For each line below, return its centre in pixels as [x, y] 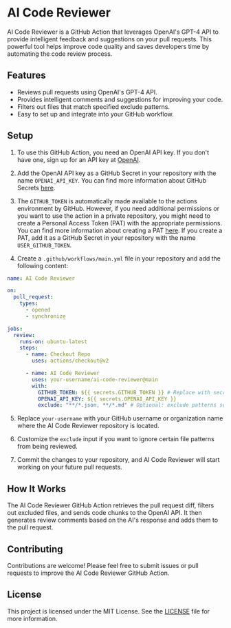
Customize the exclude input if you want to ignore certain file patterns [115, 439]
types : [29, 304]
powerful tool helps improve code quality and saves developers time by [108, 46]
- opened [38, 310]
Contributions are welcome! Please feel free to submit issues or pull [103, 565]
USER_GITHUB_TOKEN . [44, 245]
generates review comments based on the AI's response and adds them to [113, 520]
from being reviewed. [47, 447]
